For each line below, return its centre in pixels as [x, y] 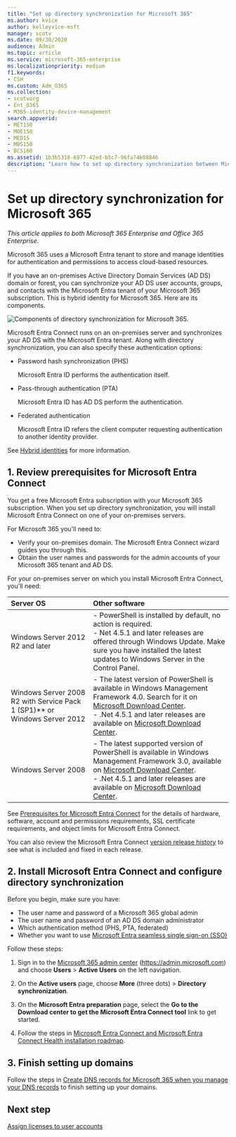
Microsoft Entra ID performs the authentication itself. [93, 375]
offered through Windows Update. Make [159, 642]
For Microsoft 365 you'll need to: [54, 528]
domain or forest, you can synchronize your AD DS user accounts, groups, [115, 282]
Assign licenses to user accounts [55, 1126]
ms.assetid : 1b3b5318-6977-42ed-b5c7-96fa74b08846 [83, 158]
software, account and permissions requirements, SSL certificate [101, 821]
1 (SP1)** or [33, 710]
